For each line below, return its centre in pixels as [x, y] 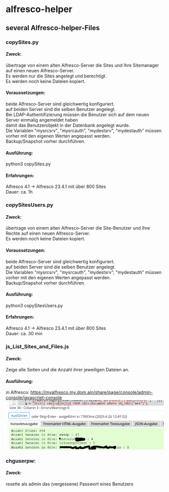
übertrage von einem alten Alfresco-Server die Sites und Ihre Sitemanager [82, 65]
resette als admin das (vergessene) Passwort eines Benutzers [69, 484]
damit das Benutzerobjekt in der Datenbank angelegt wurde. [68, 125]
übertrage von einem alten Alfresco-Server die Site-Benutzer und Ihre [78, 228]
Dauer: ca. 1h [19, 192]
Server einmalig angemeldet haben [42, 120]
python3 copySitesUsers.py [34, 306]
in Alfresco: [18, 392]
